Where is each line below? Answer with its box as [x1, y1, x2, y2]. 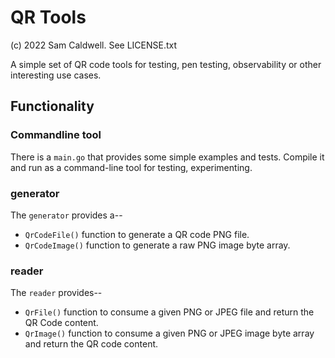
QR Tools [10, 6, 87, 29]
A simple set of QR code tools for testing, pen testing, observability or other [10, 58, 322, 70]
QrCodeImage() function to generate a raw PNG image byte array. [24, 239, 291, 251]
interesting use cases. [10, 69, 102, 81]
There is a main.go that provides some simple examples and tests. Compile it [10, 151, 325, 163]
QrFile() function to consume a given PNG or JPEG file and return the [24, 306, 315, 318]
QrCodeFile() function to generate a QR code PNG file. [24, 228, 250, 240]
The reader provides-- [10, 287, 103, 299]
